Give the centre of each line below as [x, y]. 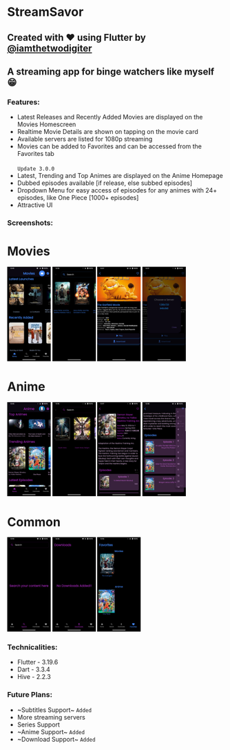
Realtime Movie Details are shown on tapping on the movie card [107, 132]
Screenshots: [30, 223]
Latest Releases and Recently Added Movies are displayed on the [110, 117]
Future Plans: [30, 695]
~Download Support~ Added [56, 739]
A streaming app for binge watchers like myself [111, 71]
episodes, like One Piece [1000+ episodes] [78, 198]
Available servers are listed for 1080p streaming [85, 139]
